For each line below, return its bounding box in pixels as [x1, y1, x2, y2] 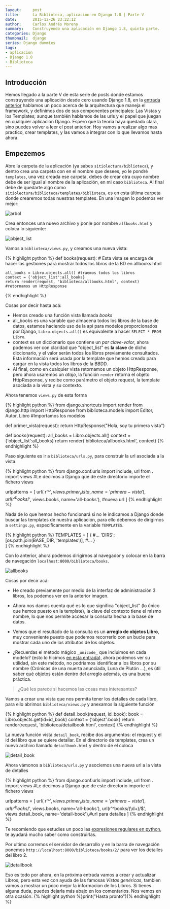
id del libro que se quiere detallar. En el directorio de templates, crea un [5, 737, 155, 743]
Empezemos [5, 149, 46, 158]
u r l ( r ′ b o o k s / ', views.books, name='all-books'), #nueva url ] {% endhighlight [5, 495, 162, 502]
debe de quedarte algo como [5, 184, 66, 190]
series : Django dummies [5, 41, 56, 46]
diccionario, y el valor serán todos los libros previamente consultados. [12, 349, 159, 356]
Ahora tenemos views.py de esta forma [5, 392, 87, 398]
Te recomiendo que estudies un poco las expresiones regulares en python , [5, 826, 162, 832]
